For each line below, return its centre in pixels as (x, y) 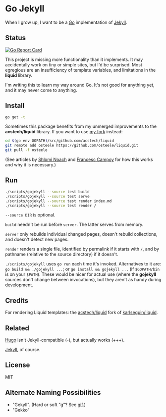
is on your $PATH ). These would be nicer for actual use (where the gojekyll (81, 274)
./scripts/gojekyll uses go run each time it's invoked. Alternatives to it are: (83, 264)
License (18, 365)
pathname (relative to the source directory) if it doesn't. (62, 254)
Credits (17, 300)
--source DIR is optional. (30, 215)
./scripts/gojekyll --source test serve (48, 196)
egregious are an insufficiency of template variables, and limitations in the (81, 70)
